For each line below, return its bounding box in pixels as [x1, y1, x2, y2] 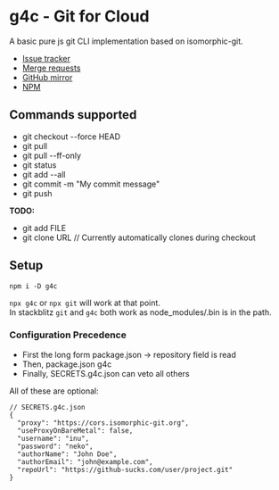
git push [21, 187, 53, 198]
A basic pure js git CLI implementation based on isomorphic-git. [9, 36, 243, 46]
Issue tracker [21, 53, 71, 63]
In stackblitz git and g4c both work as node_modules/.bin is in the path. [9, 306, 272, 318]
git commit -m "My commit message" [21, 179, 160, 189]
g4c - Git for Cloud [9, 6, 150, 27]
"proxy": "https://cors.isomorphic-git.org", [17, 418, 190, 428]
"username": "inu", [17, 434, 90, 443]
